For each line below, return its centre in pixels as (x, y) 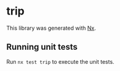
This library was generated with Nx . (51, 28)
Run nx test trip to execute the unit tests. (60, 61)
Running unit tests (42, 47)
